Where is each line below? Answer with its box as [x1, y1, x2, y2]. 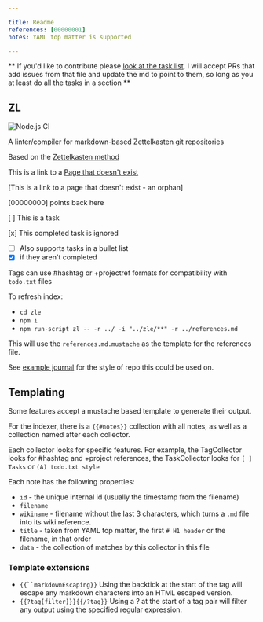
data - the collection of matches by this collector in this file [19, 543, 210, 552]
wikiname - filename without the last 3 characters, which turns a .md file [19, 509, 250, 519]
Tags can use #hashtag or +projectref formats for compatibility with [8, 268, 228, 278]
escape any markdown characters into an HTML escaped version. [19, 588, 233, 598]
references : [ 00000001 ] [8, 25, 86, 34]
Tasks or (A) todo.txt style [8, 462, 100, 472]
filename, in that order [19, 534, 92, 543]
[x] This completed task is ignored [8, 229, 119, 238]
